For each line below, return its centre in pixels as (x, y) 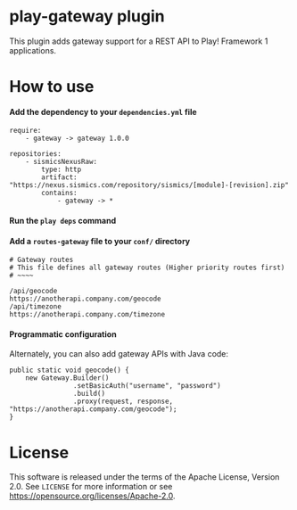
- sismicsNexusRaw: (62, 162)
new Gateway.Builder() (67, 378)
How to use (52, 87)
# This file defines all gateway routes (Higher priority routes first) (147, 268)
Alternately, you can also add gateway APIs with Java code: (119, 354)
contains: (59, 193)
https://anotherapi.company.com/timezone (87, 315)
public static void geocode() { (69, 370)
